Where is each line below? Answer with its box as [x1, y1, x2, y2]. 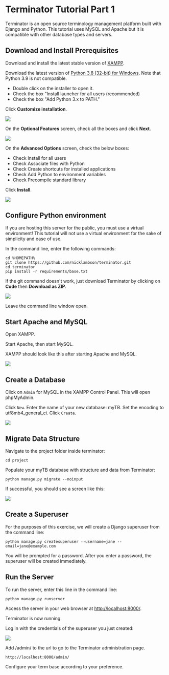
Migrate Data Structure [5, 434, 80, 443]
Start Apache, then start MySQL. [5, 341, 74, 347]
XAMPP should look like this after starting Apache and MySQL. [5, 351, 137, 357]
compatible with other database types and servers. [5, 31, 113, 37]
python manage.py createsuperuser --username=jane [5, 539, 115, 544]
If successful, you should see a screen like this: [5, 486, 105, 492]
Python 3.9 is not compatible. [5, 75, 67, 81]
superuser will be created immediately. [5, 558, 87, 564]
